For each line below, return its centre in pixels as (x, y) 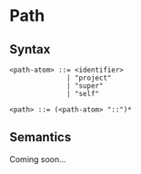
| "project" (89, 78)
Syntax (30, 49)
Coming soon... (38, 159)
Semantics (40, 137)
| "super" (85, 86)
